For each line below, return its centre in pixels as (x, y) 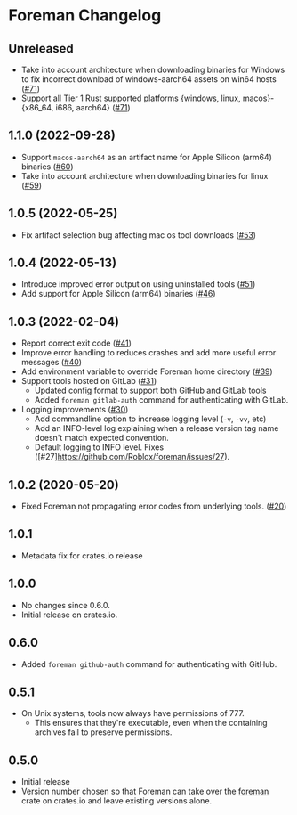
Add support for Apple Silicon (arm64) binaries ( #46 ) (118, 294)
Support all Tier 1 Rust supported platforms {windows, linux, (131, 98)
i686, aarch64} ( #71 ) (93, 107)
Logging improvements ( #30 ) (75, 410)
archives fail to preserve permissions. (103, 732)
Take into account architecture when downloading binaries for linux (144, 175)
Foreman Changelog (85, 16)
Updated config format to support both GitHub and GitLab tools (150, 391)
